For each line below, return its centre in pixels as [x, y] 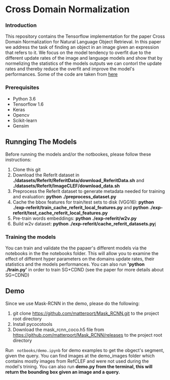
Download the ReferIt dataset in [46, 175]
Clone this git [27, 169]
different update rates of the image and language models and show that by [84, 58]
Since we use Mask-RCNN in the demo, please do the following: [72, 303]
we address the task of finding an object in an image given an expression [82, 47]
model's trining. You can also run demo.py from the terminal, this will [79, 366]
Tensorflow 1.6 [28, 104]
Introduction [21, 26]
